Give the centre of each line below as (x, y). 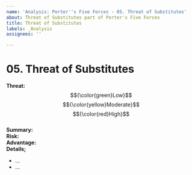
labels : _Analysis (29, 29)
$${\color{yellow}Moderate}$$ (101, 105)
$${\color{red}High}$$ (101, 114)
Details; (16, 149)
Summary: (20, 130)
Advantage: (21, 143)
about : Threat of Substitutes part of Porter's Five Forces (83, 17)
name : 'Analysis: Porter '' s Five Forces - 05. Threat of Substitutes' (97, 12)
